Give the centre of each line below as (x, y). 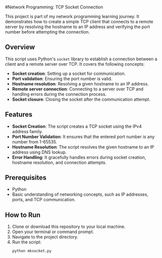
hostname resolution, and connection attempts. (59, 162)
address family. (27, 131)
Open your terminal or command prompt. (53, 232)
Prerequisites (26, 178)
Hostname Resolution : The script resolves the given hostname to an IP (83, 147)
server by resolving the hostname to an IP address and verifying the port (78, 27)
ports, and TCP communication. (44, 200)
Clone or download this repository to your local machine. (69, 227)
